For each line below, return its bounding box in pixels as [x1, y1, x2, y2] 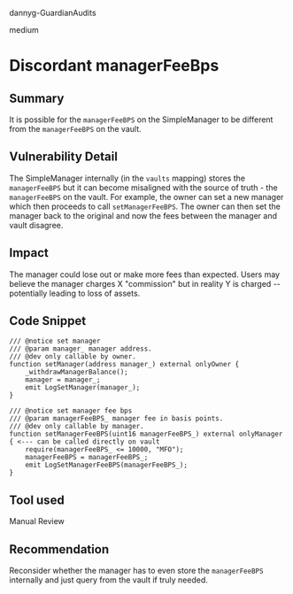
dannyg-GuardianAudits [9, 8, 96, 18]
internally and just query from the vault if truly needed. [9, 575, 208, 585]
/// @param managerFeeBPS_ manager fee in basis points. [9, 414, 224, 423]
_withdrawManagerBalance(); [25, 367, 128, 377]
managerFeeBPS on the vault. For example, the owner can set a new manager [9, 191, 284, 202]
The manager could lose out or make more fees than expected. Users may [9, 269, 281, 280]
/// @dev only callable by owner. [9, 352, 137, 361]
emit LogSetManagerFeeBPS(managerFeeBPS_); [25, 460, 189, 470]
